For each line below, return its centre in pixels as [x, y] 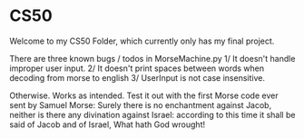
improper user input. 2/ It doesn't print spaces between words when [137, 68]
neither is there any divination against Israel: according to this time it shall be [152, 114]
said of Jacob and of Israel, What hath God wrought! [108, 124]
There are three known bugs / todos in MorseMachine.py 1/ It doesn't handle [152, 58]
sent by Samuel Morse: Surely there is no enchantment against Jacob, [141, 104]
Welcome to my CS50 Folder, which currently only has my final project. [142, 41]
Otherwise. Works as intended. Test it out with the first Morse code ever [144, 95]
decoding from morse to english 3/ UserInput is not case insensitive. [137, 77]
